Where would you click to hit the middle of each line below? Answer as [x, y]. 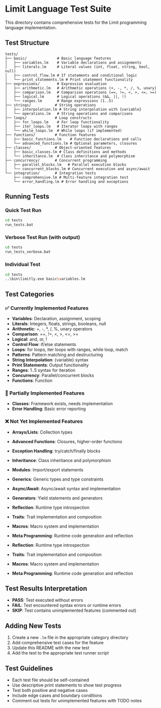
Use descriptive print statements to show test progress [67, 685]
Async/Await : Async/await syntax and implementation [66, 488]
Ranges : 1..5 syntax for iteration [44, 370]
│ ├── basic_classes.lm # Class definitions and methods [66, 152]
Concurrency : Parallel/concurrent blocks [53, 375]
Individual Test [23, 264]
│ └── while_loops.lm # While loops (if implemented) [64, 130]
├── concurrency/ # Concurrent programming [56, 160]
